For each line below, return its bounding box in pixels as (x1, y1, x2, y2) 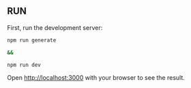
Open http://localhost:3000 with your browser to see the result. (7, 74, 186, 82)
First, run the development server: (7, 23, 103, 31)
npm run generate (7, 37, 57, 44)
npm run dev (7, 61, 41, 68)
